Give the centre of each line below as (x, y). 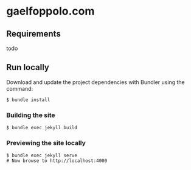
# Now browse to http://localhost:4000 (57, 161)
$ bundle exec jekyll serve (42, 156)
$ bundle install (28, 100)
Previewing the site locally (46, 143)
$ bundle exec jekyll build (42, 128)
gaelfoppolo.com (50, 11)
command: (20, 88)
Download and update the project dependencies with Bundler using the (95, 82)
